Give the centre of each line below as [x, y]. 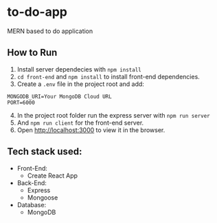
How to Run [32, 53]
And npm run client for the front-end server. [80, 123]
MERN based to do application [50, 31]
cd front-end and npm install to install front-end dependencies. [108, 76]
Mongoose [43, 198]
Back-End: [32, 182]
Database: [32, 204]
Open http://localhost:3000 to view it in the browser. [91, 130]
